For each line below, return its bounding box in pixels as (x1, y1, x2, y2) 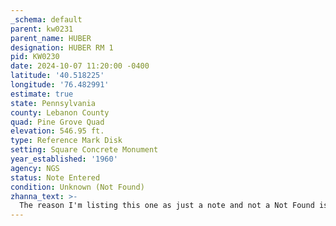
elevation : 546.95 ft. (10, 126, 105, 136)
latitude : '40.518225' (10, 71, 105, 81)
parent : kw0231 (10, 24, 74, 34)
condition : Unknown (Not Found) (10, 182, 145, 192)
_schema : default (10, 14, 83, 25)
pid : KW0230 (10, 52, 60, 62)
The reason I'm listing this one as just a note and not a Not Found (19, 201, 315, 211)
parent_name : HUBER (10, 33, 92, 43)
